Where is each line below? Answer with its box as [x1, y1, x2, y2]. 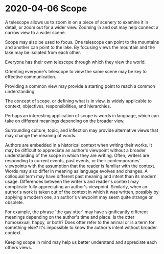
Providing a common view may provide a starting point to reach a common [5, 83, 156, 89]
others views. [5, 244, 33, 250]
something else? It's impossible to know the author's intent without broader [5, 224, 157, 230]
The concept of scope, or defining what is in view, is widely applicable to [5, 98, 152, 103]
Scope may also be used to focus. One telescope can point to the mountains [5, 39, 159, 45]
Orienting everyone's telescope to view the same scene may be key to [5, 68, 147, 74]
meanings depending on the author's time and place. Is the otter [5, 214, 135, 220]
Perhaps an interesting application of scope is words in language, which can [5, 112, 159, 118]
